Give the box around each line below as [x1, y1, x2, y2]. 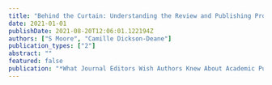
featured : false [8, 57, 63, 66]
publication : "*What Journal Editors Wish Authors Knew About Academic [8, 65, 255, 73]
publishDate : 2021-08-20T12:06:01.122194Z [8, 27, 154, 35]
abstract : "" [8, 49, 53, 57]
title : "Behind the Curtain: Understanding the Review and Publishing [8, 11, 252, 20]
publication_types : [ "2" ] [8, 42, 96, 50]
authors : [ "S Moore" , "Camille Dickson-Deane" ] [8, 34, 172, 43]
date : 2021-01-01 [8, 19, 67, 28]
